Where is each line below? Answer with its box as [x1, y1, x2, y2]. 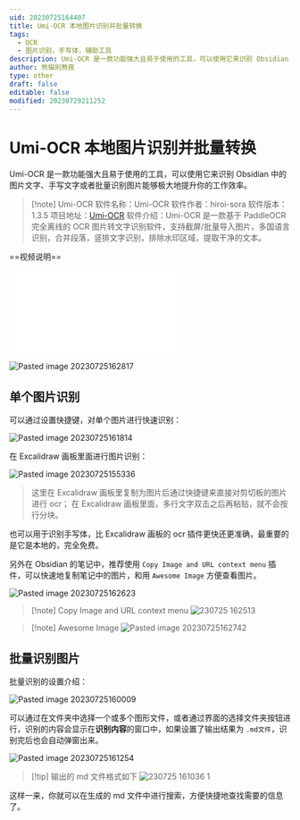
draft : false [9, 80, 58, 89]
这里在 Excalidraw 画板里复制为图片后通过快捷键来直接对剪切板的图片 [30, 487, 287, 498]
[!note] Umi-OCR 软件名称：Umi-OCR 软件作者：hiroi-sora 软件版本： [30, 199, 287, 210]
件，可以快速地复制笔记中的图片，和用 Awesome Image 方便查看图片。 [9, 570, 262, 581]
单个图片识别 [9, 389, 80, 404]
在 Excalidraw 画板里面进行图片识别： [9, 451, 148, 461]
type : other [9, 72, 54, 80]
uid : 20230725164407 [9, 13, 87, 22]
